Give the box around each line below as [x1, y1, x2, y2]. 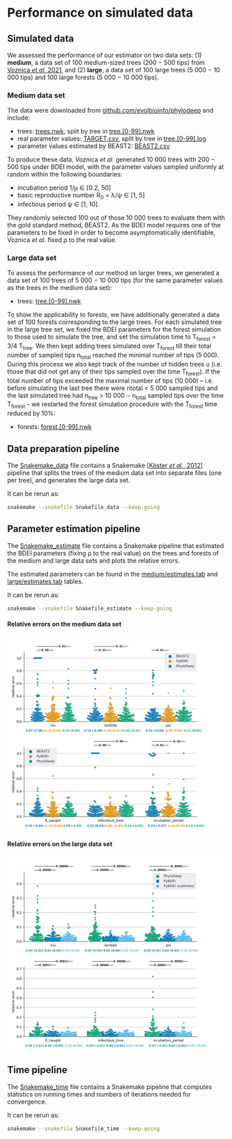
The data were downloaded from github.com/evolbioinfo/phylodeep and [7, 106, 214, 115]
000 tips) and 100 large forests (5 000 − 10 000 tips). [7, 73, 159, 81]
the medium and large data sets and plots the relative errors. [7, 556, 181, 565]
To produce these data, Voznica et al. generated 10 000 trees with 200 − [7, 155, 215, 164]
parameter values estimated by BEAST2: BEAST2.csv [17, 142, 170, 150]
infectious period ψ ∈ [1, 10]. [17, 200, 100, 209]
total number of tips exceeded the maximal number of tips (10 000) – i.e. [7, 376, 214, 385]
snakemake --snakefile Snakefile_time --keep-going [7, 1125, 160, 1132]
